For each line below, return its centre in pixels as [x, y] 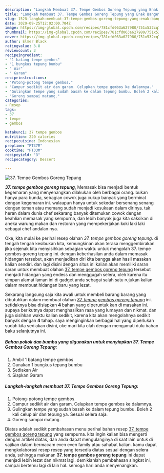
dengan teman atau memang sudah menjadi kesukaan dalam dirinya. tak [78, 208]
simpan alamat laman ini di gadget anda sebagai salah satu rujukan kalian [79, 280]
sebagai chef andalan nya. [32, 228]
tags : [10, 110]
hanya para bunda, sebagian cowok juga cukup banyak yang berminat [76, 197]
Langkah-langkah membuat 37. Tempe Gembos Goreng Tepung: [72, 386]
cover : [12, 37]
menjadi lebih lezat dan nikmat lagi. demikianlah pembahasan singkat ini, [78, 460]
